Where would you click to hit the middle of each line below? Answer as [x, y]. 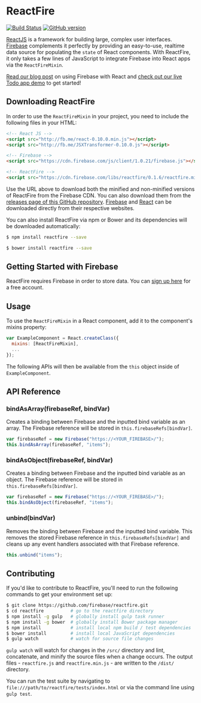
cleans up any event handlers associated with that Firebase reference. [93, 544]
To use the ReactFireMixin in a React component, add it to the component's [100, 321]
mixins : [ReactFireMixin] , [45, 344]
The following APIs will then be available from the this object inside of [93, 366]
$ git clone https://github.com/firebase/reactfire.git [77, 605]
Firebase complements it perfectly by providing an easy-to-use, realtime [95, 46]
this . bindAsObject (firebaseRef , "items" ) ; [60, 502]
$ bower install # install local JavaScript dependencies [91, 633]
